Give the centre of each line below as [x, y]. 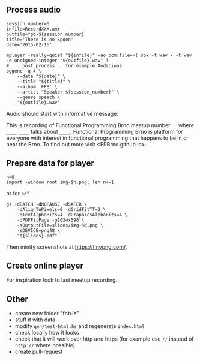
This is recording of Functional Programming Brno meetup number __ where [100, 125]
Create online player [45, 266]
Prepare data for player [50, 163]
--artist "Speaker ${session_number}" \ [68, 92]
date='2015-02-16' [29, 44]
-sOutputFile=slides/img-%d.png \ [60, 225]
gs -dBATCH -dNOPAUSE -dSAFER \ [47, 204]
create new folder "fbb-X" [47, 314]
